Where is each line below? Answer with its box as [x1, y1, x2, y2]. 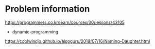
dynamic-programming [12, 29, 59, 34]
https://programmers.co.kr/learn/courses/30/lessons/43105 [5, 19, 125, 25]
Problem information [5, 3, 90, 15]
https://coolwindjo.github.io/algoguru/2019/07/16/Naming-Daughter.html [5, 38, 150, 44]
